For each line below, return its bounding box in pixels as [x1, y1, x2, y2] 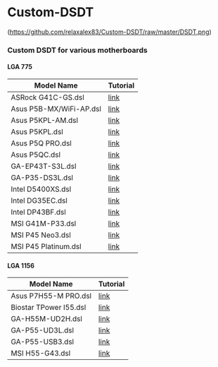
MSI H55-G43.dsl [11, 349, 71, 359]
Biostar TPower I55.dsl [11, 303, 86, 313]
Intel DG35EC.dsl [11, 195, 68, 205]
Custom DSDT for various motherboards [7, 45, 148, 55]
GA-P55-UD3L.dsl [11, 325, 75, 335]
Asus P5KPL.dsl [11, 127, 63, 137]
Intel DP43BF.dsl [11, 207, 67, 217]
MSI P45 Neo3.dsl [11, 230, 72, 240]
